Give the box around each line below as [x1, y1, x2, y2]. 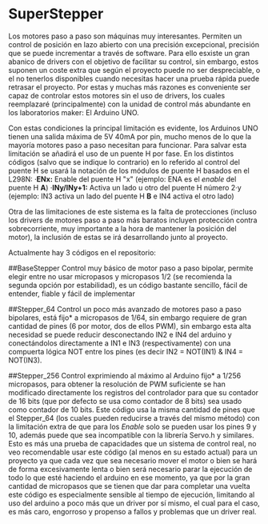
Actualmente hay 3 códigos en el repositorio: [8, 247, 156, 257]
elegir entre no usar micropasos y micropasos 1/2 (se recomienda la [8, 271, 232, 281]
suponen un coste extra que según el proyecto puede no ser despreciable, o [8, 65, 261, 74]
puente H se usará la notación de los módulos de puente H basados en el [8, 166, 250, 175]
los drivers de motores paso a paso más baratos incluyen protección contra [8, 215, 258, 225]
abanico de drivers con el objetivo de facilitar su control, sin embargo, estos [8, 57, 259, 66]
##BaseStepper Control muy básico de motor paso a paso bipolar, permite [8, 263, 254, 273]
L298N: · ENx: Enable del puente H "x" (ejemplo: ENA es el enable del [8, 174, 237, 184]
